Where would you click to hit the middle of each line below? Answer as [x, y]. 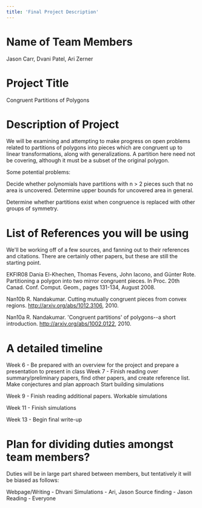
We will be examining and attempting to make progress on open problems [98, 141]
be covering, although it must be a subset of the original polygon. [88, 161]
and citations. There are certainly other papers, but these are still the [92, 256]
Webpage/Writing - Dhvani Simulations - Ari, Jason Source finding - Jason [99, 492]
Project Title [38, 83]
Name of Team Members [70, 42]
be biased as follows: [33, 480]
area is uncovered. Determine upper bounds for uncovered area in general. [100, 190]
